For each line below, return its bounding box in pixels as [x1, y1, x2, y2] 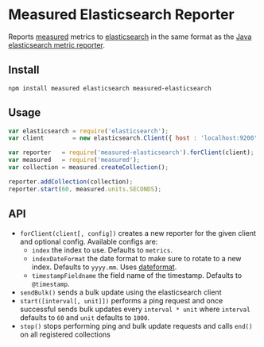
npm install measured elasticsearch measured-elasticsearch [8, 84, 212, 92]
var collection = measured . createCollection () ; [8, 164, 169, 172]
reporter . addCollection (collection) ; [8, 177, 134, 186]
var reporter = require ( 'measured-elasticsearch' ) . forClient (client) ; [8, 148, 254, 156]
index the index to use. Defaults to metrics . [31, 245, 173, 255]
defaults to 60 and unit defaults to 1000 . [19, 312, 149, 322]
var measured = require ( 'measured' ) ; [8, 156, 141, 164]
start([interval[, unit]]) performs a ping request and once [19, 295, 223, 305]
